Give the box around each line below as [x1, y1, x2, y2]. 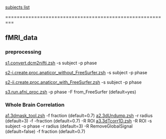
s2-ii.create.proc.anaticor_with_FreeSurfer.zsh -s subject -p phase [5, 79, 142, 85]
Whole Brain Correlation [5, 101, 65, 108]
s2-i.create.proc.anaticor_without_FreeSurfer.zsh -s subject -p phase [5, 69, 148, 75]
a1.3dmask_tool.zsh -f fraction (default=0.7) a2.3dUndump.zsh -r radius [5, 112, 153, 119]
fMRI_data [5, 33, 38, 42]
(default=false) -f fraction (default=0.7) [5, 128, 86, 134]
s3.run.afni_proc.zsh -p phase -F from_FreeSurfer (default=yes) [5, 89, 137, 95]
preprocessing [5, 48, 41, 55]
